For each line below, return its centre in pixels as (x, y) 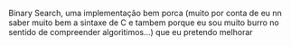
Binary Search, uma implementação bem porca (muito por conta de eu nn (145, 13)
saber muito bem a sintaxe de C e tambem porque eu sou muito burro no (144, 23)
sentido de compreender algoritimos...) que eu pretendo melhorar (131, 32)
